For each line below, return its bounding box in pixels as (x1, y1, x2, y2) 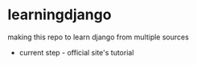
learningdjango (7, 6, 112, 24)
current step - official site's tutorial (18, 47, 134, 57)
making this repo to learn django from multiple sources (7, 32, 190, 42)
